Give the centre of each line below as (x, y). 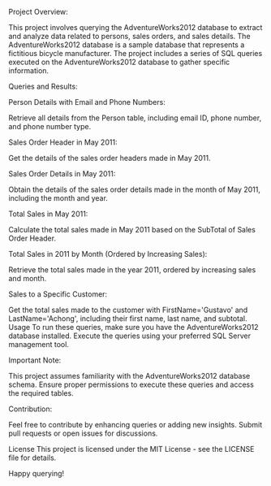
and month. (28, 278)
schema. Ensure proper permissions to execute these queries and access (131, 384)
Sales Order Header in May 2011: (63, 142)
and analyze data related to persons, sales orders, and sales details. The (129, 36)
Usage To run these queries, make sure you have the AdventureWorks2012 (133, 327)
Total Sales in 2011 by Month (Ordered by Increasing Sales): (108, 254)
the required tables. (41, 393)
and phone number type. (50, 126)
